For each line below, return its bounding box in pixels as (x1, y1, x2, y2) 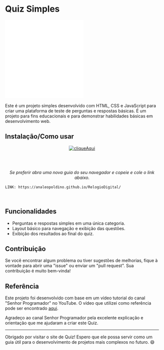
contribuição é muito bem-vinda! (5, 268, 71, 274)
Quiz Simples (5, 3, 60, 15)
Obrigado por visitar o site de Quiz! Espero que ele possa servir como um (5, 334, 153, 340)
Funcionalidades (5, 207, 57, 215)
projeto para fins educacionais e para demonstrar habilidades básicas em (5, 113, 153, 119)
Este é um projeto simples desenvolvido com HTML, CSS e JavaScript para (5, 102, 156, 108)
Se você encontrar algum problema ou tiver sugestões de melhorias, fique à (5, 257, 158, 264)
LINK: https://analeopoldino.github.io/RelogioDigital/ (5, 184, 121, 190)
